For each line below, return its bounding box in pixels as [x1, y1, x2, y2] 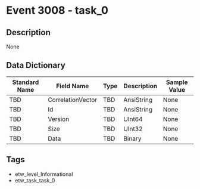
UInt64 [123, 114, 143, 123]
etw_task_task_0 [14, 176, 55, 184]
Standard [12, 78, 39, 86]
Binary [123, 134, 142, 142]
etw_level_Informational [14, 171, 73, 178]
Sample [165, 78, 188, 86]
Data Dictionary [6, 60, 65, 70]
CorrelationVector [47, 95, 98, 104]
